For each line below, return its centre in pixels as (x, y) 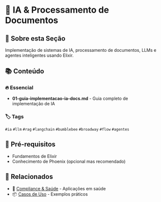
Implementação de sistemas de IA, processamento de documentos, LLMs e (81, 50)
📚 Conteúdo (25, 71)
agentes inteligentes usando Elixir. (40, 55)
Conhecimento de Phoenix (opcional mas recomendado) (69, 161)
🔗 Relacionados (29, 177)
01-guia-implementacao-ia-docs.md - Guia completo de (70, 98)
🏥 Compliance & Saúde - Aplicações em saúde (59, 188)
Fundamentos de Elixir (34, 156)
